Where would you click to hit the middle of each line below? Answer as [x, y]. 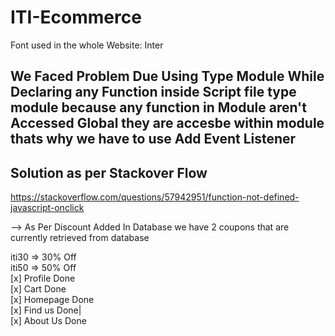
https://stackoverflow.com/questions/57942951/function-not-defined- [155, 197]
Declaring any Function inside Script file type [153, 92]
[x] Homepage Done [52, 300]
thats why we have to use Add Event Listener [153, 139]
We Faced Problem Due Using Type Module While [167, 76]
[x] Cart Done [38, 289]
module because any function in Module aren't [158, 107]
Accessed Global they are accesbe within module [167, 123]
